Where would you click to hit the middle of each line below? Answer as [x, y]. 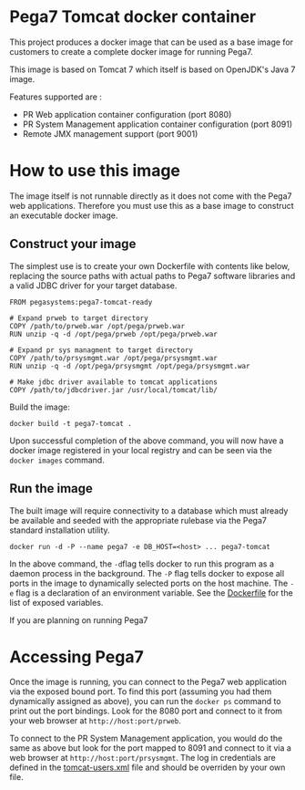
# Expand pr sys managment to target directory [102, 350]
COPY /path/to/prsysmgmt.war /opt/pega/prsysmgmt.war [114, 358]
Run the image [51, 489]
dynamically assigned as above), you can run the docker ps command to [145, 702]
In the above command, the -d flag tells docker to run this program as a [142, 564]
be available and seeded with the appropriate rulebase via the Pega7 [138, 520]
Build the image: [40, 407]
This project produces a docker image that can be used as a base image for [152, 42]
